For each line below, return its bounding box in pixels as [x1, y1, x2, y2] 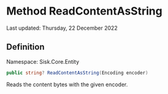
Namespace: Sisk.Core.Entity [6, 58, 80, 65]
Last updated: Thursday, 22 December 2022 [6, 24, 117, 32]
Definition [6, 42, 44, 52]
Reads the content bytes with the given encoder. [6, 81, 128, 88]
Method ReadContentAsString [6, 4, 163, 18]
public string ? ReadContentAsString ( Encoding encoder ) [6, 70, 149, 76]
